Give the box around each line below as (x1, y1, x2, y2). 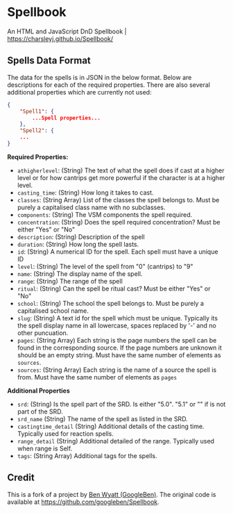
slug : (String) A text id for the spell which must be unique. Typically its (17, 313, 218, 322)
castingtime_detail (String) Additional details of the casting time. (17, 422, 205, 430)
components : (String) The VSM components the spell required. (17, 210, 193, 219)
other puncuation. (17, 328, 69, 337)
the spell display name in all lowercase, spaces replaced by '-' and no (17, 321, 216, 329)
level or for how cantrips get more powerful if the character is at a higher (17, 173, 225, 181)
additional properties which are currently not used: (7, 88, 152, 96)
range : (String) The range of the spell (17, 277, 123, 285)
